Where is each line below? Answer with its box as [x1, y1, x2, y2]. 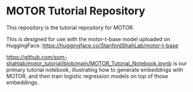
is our [173, 60, 187, 67]
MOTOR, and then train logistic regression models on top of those [6, 72, 168, 79]
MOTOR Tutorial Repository [6, 4, 146, 18]
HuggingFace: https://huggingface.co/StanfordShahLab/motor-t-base [6, 42, 179, 49]
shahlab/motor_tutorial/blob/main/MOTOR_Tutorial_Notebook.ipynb [6, 60, 172, 67]
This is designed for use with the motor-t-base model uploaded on [6, 35, 171, 42]
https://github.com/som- [6, 53, 67, 60]
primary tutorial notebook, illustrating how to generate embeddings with [6, 66, 184, 73]
